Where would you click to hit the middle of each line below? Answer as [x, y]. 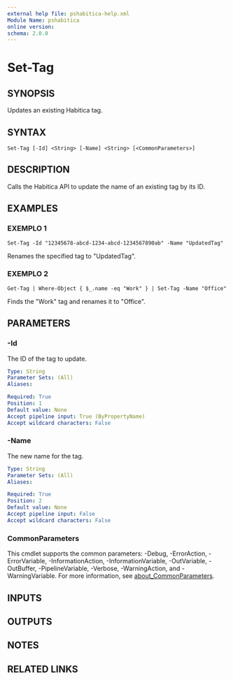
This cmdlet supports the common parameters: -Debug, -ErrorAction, [107, 554]
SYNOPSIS [31, 93]
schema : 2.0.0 [28, 33]
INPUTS [24, 598]
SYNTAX [27, 132]
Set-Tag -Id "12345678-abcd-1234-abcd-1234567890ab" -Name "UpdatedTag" [115, 243]
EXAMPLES [33, 209]
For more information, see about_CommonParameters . [136, 576]
